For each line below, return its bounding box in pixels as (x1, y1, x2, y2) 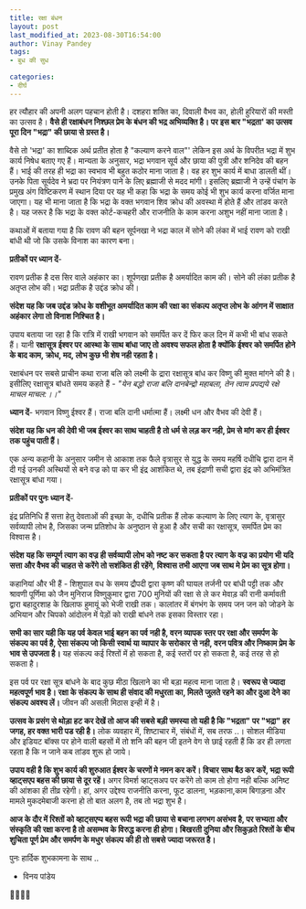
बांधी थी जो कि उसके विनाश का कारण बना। (9, 235, 135, 246)
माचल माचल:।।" (9, 388, 61, 399)
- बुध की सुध (9, 56, 49, 65)
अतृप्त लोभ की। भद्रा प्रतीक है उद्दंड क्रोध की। (9, 282, 140, 293)
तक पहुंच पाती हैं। (9, 435, 60, 446)
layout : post (9, 22, 59, 31)
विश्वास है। (9, 531, 42, 542)
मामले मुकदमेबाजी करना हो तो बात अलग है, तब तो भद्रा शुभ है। (9, 795, 187, 806)
